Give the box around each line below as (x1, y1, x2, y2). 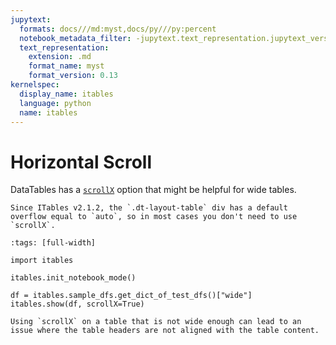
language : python (19, 98, 92, 108)
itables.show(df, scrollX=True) (10, 299, 145, 310)
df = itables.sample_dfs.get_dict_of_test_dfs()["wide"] (10, 291, 253, 301)
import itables (10, 256, 74, 266)
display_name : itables (19, 89, 114, 99)
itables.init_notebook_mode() (10, 273, 137, 283)
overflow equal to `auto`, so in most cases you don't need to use (10, 212, 298, 222)
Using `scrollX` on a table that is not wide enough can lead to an (10, 317, 302, 327)
